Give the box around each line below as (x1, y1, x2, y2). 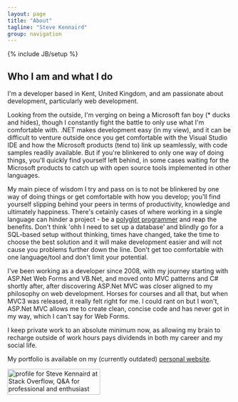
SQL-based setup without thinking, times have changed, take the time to (7, 231, 219, 239)
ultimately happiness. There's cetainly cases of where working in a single (7, 208, 223, 216)
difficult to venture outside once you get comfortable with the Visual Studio (7, 133, 228, 142)
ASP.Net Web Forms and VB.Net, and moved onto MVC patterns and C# (7, 275, 219, 283)
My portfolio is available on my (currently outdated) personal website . (7, 355, 212, 364)
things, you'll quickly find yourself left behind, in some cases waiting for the (7, 156, 229, 164)
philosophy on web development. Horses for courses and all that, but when (7, 290, 228, 298)
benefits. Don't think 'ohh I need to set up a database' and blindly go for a (7, 223, 224, 231)
